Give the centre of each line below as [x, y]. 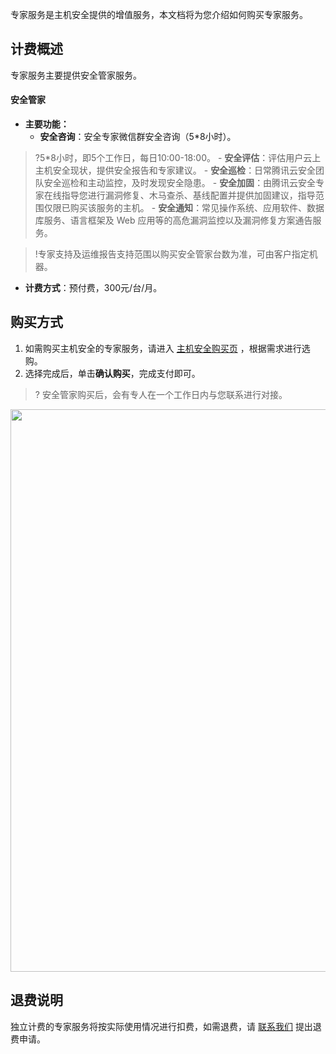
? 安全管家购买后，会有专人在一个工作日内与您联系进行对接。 [161, 394]
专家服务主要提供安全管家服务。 [76, 75]
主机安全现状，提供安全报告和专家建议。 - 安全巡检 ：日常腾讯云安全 [175, 170]
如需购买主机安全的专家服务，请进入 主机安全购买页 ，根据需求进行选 [167, 348]
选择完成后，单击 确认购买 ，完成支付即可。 [112, 373]
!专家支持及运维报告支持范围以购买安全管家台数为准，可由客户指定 [172, 254]
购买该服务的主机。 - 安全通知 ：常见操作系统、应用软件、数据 [197, 208]
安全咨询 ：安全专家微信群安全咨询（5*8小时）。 [138, 137]
